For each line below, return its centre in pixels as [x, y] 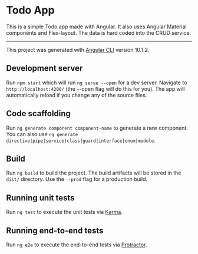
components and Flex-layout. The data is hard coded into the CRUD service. [99, 32]
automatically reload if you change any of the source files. [77, 95]
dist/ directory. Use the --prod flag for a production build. [77, 179]
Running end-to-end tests [55, 230]
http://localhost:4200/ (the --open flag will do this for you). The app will [95, 88]
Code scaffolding [38, 113]
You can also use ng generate [42, 134]
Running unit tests [40, 198]
